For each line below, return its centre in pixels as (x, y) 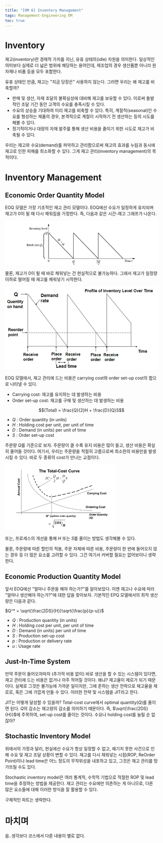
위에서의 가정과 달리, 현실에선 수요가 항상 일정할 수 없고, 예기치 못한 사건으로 (77, 749)
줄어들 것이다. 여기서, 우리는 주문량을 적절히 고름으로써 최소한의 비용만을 (79, 451)
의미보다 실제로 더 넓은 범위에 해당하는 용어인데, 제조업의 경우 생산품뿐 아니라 (78, 65)
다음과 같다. (25, 601)
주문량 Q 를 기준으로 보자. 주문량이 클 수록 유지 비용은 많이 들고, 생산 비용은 (76, 445)
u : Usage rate (26, 646)
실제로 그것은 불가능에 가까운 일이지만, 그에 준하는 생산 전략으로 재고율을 (84, 686)
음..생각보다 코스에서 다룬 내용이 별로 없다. (45, 836)
